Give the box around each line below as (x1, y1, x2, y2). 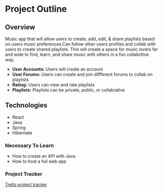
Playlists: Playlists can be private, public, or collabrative (12, 87, 125, 93)
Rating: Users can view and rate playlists (12, 82, 95, 88)
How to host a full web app (12, 158, 66, 165)
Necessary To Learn (5, 142, 54, 149)
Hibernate (12, 130, 33, 136)
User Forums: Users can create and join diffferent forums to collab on (12, 72, 153, 77)
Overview (5, 23, 36, 31)
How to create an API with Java (12, 153, 76, 159)
